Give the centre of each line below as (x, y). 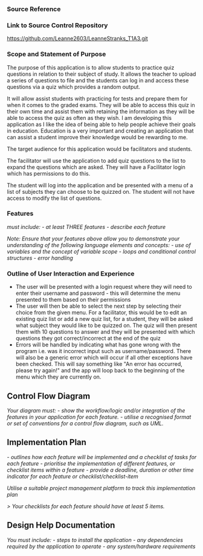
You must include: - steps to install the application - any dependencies (95, 540)
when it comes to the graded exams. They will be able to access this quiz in (101, 105)
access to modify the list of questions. (54, 198)
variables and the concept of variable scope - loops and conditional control (101, 251)
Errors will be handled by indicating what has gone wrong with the (98, 345)
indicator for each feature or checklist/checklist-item (72, 476)
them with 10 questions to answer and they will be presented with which (105, 332)
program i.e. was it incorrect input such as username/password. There (103, 351)
